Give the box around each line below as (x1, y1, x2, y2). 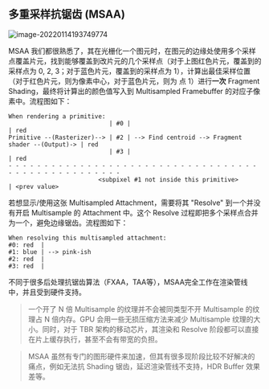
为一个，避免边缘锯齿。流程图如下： (8, 218, 128, 227)
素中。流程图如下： (8, 96, 72, 106)
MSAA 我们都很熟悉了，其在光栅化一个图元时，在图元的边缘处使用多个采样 (8, 46, 257, 55)
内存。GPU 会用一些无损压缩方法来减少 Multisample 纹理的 (59, 314, 254, 324)
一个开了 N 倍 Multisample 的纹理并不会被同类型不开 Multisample (27, 304, 244, 313)
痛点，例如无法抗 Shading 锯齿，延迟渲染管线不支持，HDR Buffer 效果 (27, 361, 261, 371)
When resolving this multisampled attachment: (8, 234, 167, 242)
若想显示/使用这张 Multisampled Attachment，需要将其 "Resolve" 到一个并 (8, 198, 255, 207)
